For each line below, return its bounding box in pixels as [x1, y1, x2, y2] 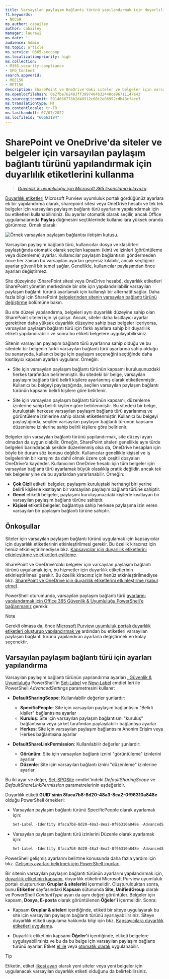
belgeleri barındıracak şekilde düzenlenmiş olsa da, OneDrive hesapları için [5, 444, 161, 450]
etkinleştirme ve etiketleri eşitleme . [5, 552, 77, 558]
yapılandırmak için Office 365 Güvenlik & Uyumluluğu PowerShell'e [5, 597, 144, 604]
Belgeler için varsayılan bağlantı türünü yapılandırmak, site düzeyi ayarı [5, 433, 152, 439]
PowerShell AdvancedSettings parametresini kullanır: [5, 685, 115, 691]
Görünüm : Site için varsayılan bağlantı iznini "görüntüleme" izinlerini [20, 751, 161, 757]
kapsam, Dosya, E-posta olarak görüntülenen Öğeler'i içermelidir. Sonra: [5, 897, 157, 903]
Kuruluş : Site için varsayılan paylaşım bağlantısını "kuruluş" [20, 715, 143, 721]
